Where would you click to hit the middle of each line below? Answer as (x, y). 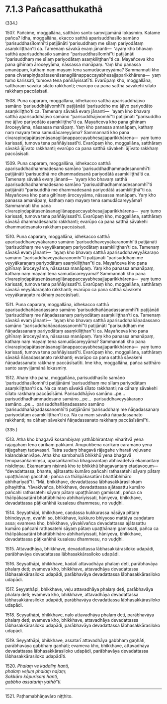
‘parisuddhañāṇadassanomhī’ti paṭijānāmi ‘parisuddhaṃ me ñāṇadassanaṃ (82, 409)
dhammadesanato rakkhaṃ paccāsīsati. (46, 227)
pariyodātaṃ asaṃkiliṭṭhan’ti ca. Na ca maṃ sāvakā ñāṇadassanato (74, 414)
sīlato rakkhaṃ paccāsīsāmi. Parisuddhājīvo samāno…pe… (65, 393)
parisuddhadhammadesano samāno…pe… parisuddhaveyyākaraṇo (74, 399)
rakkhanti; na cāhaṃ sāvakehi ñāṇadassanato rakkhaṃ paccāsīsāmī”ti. (78, 420)
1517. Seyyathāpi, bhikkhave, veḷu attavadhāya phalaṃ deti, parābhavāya (79, 589)
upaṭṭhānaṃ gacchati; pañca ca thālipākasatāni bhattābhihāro (68, 476)
